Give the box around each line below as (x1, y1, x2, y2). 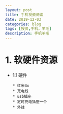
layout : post (5, 7, 32, 13)
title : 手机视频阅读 (5, 12, 43, 17)
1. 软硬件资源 (5, 54, 58, 66)
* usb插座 (12, 94, 31, 99)
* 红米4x (12, 83, 29, 88)
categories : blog (5, 21, 41, 27)
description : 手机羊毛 (5, 31, 49, 36)
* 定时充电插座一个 (12, 99, 47, 104)
